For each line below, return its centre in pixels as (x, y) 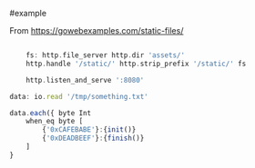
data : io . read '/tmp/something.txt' (79, 96)
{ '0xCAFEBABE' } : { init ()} (89, 130)
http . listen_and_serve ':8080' (85, 80)
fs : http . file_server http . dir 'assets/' (105, 55)
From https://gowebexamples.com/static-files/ (97, 30)
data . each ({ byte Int (51, 113)
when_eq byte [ (55, 122)
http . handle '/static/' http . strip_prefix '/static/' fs (136, 64)
